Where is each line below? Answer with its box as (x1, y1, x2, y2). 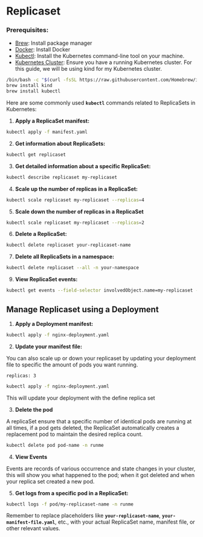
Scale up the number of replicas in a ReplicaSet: (14, 185, 138, 192)
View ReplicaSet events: (14, 276, 78, 283)
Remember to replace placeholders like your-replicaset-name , (6, 512, 161, 519)
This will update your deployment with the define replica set (6, 394, 155, 402)
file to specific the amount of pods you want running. (6, 361, 138, 368)
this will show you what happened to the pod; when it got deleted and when (6, 471, 195, 478)
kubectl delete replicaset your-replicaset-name (6, 242, 131, 249)
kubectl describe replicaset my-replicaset (6, 174, 118, 180)
